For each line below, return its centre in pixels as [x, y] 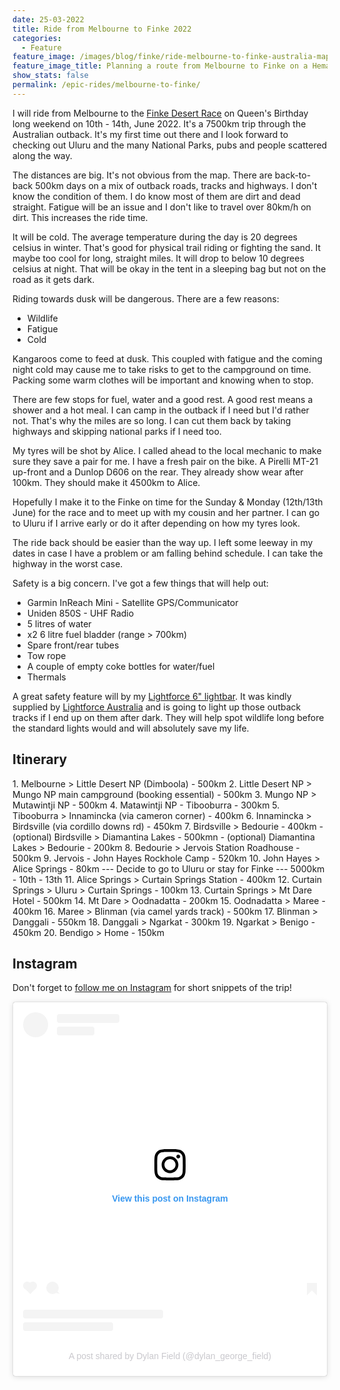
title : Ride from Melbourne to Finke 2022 [102, 29]
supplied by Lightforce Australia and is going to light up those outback [157, 707]
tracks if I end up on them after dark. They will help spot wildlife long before [168, 717]
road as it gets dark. [53, 279]
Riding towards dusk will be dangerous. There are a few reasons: [146, 298]
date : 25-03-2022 [48, 19]
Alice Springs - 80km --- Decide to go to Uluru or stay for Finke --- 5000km [168, 868]
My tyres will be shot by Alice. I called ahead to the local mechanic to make [167, 450]
